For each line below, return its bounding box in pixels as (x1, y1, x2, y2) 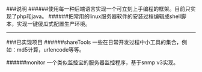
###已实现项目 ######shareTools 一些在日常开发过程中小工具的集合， (6, 38, 182, 46)
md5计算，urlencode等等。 (16, 46, 85, 53)
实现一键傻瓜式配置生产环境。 (16, 20, 91, 27)
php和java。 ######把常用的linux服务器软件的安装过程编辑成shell (16, 13, 182, 20)
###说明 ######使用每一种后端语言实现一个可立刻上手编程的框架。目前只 (6, 5, 191, 12)
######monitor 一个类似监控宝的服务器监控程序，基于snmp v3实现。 (6, 59, 179, 66)
